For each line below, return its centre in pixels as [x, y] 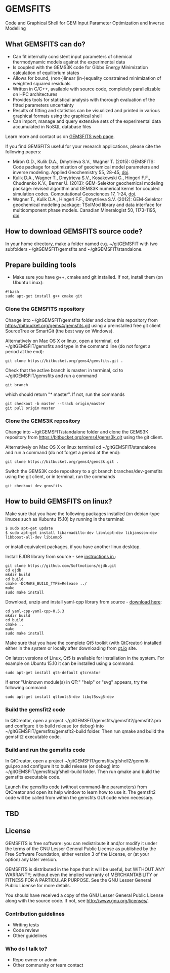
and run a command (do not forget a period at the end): [63, 452]
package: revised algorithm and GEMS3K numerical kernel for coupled [86, 188]
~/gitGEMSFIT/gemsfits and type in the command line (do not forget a [78, 346]
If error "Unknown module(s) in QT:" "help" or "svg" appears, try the [76, 682]
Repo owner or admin [35, 960]
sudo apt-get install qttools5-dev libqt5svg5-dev [60, 697]
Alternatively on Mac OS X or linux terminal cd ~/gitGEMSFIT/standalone [81, 447]
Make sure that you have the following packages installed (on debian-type [83, 514]
